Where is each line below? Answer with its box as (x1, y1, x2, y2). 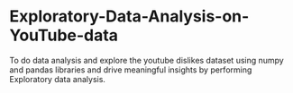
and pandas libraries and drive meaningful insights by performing (9, 64, 252, 75)
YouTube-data (9, 25, 119, 46)
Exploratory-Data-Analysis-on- (9, 6, 250, 27)
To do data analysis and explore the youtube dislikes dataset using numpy (9, 55, 284, 65)
